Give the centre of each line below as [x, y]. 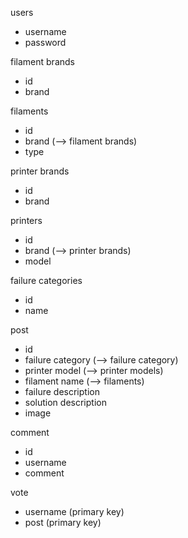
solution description [65, 402]
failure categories [46, 280]
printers [26, 220]
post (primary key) [63, 522]
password [45, 42]
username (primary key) [74, 511]
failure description [62, 391]
